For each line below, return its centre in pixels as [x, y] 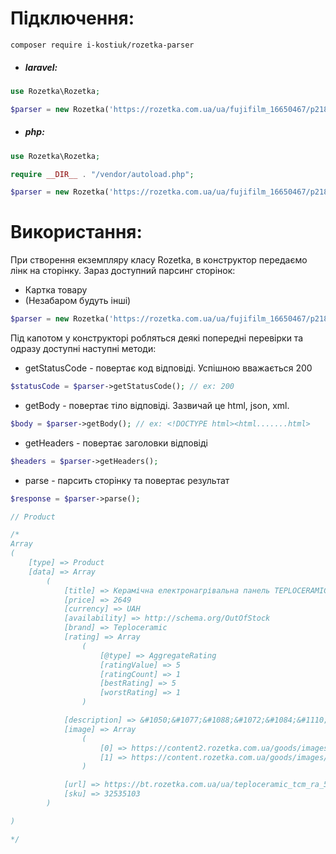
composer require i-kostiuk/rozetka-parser [102, 45]
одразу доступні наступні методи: [83, 349]
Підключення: [72, 18]
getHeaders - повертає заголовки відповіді [116, 443]
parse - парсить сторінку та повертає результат [127, 480]
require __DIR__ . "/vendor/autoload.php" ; [102, 174]
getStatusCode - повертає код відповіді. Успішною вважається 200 [168, 368]
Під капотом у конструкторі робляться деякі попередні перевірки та [157, 338]
